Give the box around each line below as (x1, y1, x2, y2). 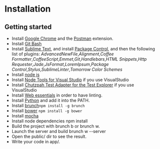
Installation (4, 3, 51, 15)
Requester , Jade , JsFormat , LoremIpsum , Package (11, 62, 109, 67)
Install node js (11, 72, 40, 77)
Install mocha (11, 113, 39, 118)
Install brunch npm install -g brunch (11, 103, 85, 108)
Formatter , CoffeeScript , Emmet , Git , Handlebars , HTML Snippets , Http (11, 56, 147, 62)
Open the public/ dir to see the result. (11, 133, 87, 139)
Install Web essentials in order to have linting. (11, 92, 103, 98)
